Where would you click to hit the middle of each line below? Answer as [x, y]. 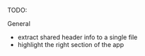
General [19, 23]
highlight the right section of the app [71, 44]
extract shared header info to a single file [77, 37]
